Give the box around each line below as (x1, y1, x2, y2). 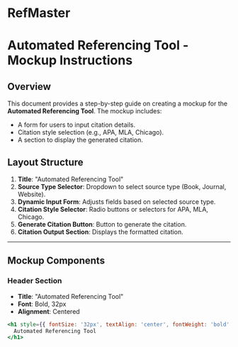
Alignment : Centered (17, 307, 80, 316)
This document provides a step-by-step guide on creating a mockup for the (7, 99, 228, 108)
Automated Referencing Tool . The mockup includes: (7, 107, 162, 115)
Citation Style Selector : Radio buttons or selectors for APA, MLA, (17, 205, 209, 213)
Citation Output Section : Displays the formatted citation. (17, 228, 184, 236)
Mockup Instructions (7, 52, 133, 69)
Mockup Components (7, 255, 105, 267)
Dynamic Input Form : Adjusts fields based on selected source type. (17, 198, 216, 206)
